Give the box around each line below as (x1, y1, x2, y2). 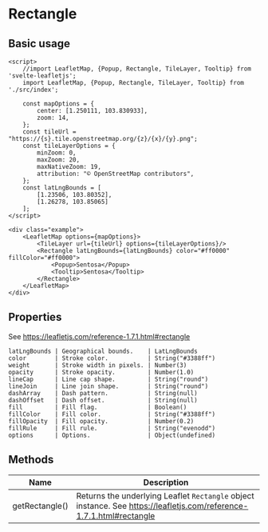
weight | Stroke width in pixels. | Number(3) (8, 361, 187, 369)
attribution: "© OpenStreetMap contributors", (37, 170, 195, 178)
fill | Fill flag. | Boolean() (8, 403, 187, 411)
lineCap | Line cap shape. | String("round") (8, 375, 209, 383)
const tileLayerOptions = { (22, 142, 116, 150)
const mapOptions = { (22, 100, 94, 108)
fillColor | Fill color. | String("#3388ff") (8, 410, 216, 418)
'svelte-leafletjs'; (8, 72, 77, 80)
